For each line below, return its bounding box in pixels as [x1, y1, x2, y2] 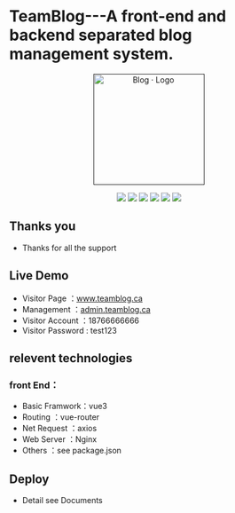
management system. [9, 44, 175, 64]
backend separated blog [9, 25, 192, 45]
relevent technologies [9, 351, 133, 366]
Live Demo [9, 268, 69, 283]
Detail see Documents [21, 495, 104, 506]
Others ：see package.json [21, 446, 122, 456]
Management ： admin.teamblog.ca [21, 304, 151, 314]
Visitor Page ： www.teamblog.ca [21, 293, 144, 304]
